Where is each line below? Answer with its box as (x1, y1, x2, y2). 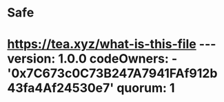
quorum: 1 (116, 81, 175, 96)
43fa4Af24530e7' (7, 81, 114, 96)
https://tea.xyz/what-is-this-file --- (7, 37, 216, 52)
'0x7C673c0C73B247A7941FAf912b (7, 65, 218, 81)
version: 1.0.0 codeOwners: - (7, 51, 178, 67)
